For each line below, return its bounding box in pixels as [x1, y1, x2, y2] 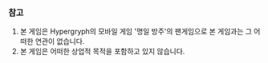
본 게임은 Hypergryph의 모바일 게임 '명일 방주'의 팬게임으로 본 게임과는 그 [19, 26, 253, 37]
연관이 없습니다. [35, 37, 85, 46]
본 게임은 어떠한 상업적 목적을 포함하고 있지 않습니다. [19, 46, 185, 57]
